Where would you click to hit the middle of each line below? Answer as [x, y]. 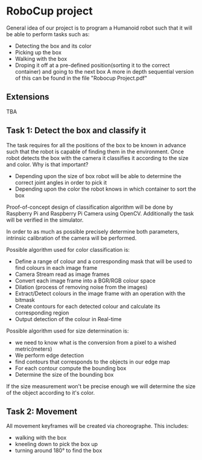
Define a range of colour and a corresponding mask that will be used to [103, 261]
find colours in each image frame [56, 267]
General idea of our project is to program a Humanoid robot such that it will [99, 28]
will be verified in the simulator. [45, 220]
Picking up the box [38, 52]
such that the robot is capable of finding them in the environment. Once [95, 152]
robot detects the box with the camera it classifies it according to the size [97, 158]
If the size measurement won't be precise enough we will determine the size [101, 386]
